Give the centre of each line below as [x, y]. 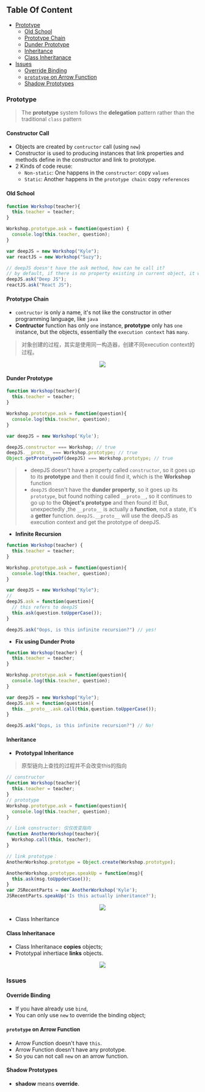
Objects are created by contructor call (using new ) [78, 147]
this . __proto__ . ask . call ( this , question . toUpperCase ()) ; [84, 709]
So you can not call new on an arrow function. [72, 1056]
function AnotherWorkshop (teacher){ [53, 834]
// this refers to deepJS [45, 608]
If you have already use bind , [52, 1009]
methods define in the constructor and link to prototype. [86, 160]
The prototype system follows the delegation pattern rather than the [108, 113]
